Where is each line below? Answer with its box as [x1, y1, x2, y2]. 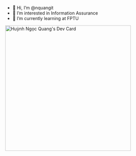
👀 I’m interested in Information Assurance [12, 10, 98, 16]
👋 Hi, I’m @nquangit [12, 5, 54, 11]
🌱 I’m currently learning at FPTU [12, 16, 79, 21]
